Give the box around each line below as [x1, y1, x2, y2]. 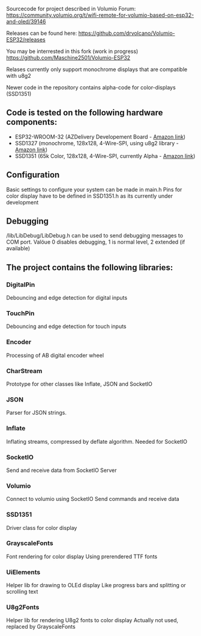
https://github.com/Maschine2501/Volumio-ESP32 [6, 54, 131, 61]
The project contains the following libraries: [6, 262, 173, 272]
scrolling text [6, 588, 38, 596]
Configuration [6, 170, 60, 180]
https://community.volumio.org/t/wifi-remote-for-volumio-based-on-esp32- [6, 11, 194, 19]
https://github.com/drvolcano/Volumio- [78, 30, 175, 37]
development [6, 198, 39, 206]
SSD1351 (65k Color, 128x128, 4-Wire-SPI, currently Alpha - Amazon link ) [14, 152, 196, 159]
